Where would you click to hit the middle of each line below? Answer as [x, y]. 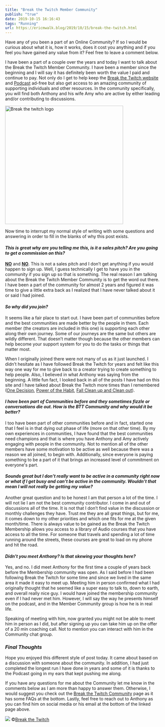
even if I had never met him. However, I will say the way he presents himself [82, 599]
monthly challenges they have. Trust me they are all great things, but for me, [82, 513]
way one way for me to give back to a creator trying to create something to [81, 369]
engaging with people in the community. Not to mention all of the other [77, 444]
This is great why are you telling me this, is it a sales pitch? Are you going [82, 248]
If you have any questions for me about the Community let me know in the [80, 683]
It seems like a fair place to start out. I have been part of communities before [82, 318]
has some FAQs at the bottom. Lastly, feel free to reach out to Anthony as [79, 699]
